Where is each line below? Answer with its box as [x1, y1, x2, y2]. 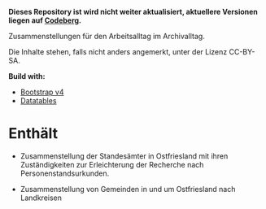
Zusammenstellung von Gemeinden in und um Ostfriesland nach [20, 184, 236, 194]
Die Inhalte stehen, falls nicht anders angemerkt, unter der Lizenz [8, 47, 228, 56]
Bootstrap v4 [20, 87, 64, 97]
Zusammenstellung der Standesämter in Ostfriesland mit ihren [20, 150, 229, 161]
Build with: [8, 72, 46, 81]
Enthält [8, 124, 59, 143]
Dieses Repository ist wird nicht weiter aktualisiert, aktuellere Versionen [8, 7, 259, 16]
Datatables [20, 96, 57, 105]
